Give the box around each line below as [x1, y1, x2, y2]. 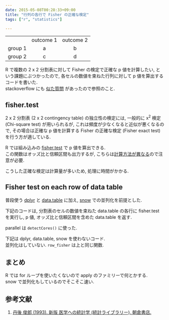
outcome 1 [31, 36, 57, 43]
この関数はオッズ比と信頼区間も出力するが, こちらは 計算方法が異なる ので [5, 151, 158, 157]
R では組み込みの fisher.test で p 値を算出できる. [5, 145, 106, 151]
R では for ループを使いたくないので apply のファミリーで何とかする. [5, 272, 148, 279]
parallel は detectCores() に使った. [5, 224, 77, 231]
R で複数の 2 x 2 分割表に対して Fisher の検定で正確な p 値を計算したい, [5, 67, 155, 73]
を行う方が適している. [5, 133, 51, 140]
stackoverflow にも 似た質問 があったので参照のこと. [5, 85, 115, 92]
